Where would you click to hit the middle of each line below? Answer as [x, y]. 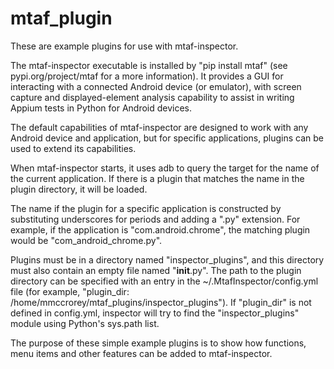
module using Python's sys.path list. [85, 323]
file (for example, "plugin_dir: [70, 291]
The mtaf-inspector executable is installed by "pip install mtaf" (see [149, 65]
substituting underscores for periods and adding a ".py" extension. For [155, 219]
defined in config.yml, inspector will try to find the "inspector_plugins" [155, 313]
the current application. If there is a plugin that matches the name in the [157, 178]
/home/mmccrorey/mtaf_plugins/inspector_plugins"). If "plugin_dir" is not [161, 302]
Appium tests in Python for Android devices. [101, 108]
